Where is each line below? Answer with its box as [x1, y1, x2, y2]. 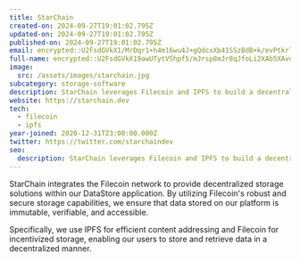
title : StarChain [9, 12, 74, 22]
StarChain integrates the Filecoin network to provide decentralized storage [9, 178, 284, 189]
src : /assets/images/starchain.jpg [17, 71, 150, 80]
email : [9, 46, 34, 55]
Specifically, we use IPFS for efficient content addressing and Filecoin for [9, 224, 279, 234]
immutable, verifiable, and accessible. [9, 207, 149, 217]
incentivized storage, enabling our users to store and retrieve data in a [9, 233, 268, 244]
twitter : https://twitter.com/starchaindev [9, 137, 174, 146]
